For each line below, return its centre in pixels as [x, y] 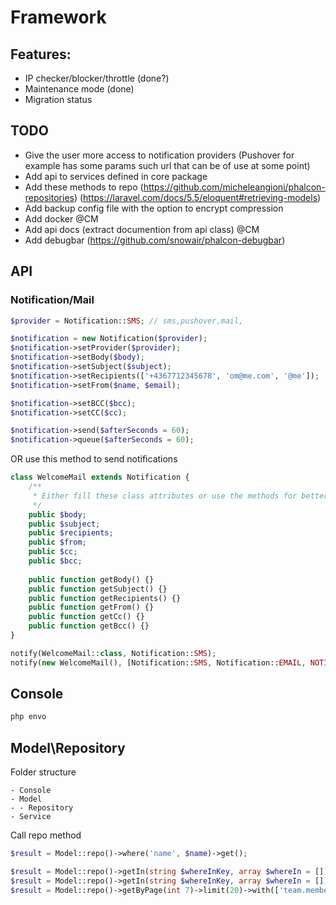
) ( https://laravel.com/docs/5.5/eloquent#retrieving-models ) [197, 197]
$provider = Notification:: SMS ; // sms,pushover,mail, [127, 321]
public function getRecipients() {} [105, 598]
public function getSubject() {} [98, 589]
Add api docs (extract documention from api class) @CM [142, 229]
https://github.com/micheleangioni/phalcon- [234, 187]
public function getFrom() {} [91, 607]
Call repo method [46, 835]
